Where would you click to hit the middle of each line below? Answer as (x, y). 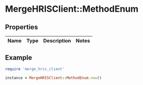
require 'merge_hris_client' (35, 69)
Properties (22, 27)
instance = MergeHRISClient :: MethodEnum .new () (53, 78)
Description (57, 41)
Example (19, 58)
